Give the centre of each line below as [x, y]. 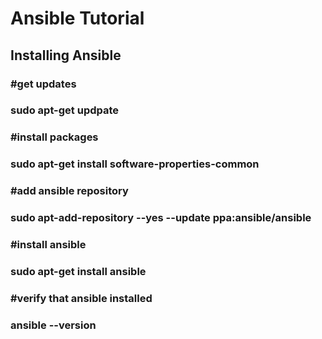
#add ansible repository [69, 191]
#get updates [43, 84]
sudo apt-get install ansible [78, 271]
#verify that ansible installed [81, 298]
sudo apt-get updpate [65, 110]
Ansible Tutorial [77, 18]
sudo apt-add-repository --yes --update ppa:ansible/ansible [161, 218]
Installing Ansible [66, 55]
